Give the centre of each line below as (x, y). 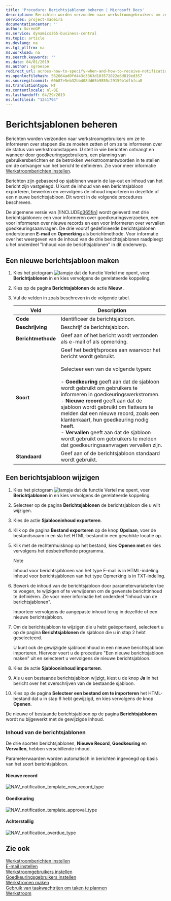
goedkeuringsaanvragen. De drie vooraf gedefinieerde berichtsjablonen (81, 228)
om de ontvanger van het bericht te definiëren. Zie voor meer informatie (81, 166)
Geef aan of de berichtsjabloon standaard (110, 453)
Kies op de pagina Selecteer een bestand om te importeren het (80, 693)
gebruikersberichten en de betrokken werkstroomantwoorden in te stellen (83, 160)
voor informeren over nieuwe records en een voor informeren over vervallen (85, 223)
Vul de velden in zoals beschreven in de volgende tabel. (72, 298)
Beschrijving (31, 327)
